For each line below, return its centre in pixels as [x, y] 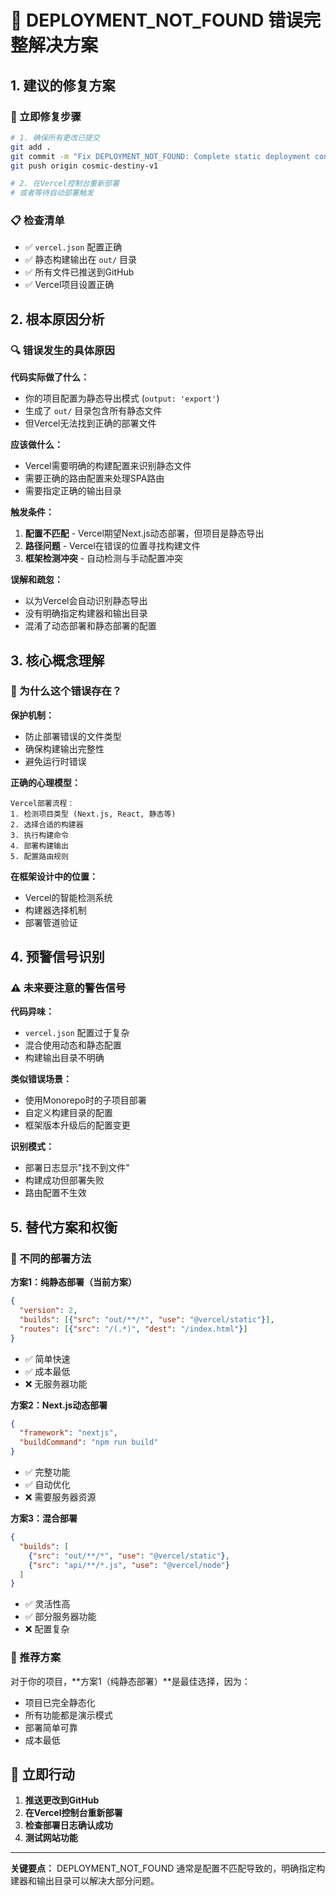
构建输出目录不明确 [64, 1058]
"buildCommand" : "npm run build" [89, 1442]
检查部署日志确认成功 [68, 1825]
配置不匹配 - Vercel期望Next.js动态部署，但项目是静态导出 [144, 533]
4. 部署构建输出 [39, 846]
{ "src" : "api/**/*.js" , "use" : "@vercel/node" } [129, 1565]
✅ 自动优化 [47, 1485]
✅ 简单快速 [47, 1358]
